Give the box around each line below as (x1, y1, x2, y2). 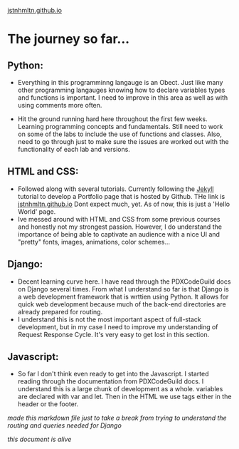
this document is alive (7, 435, 72, 444)
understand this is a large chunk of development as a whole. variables (17, 385, 223, 393)
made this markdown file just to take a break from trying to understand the (7, 413, 227, 423)
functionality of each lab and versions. (17, 145, 130, 153)
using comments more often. (17, 101, 102, 109)
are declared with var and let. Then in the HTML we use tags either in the (17, 392, 232, 401)
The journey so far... (7, 31, 130, 47)
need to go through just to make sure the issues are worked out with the (17, 138, 229, 145)
